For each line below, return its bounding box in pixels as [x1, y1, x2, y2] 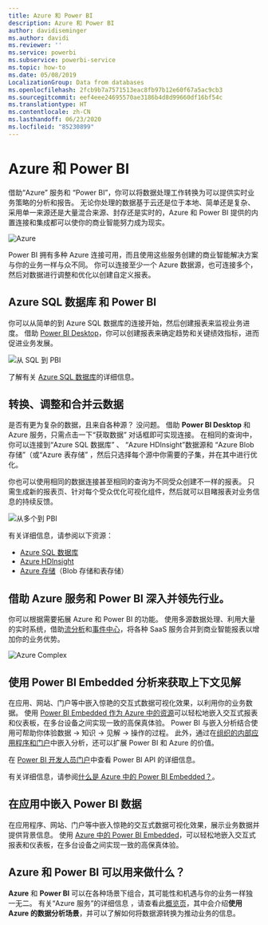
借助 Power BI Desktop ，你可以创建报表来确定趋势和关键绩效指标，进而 [23, 328, 260, 337]
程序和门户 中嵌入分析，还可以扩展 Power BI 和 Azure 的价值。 [14, 738, 219, 747]
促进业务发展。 [8, 338, 57, 348]
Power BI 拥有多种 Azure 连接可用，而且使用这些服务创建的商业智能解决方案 [8, 250, 259, 259]
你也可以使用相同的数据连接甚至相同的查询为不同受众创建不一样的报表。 [8, 477, 246, 486]
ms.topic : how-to [8, 64, 66, 72]
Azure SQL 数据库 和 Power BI [8, 296, 157, 309]
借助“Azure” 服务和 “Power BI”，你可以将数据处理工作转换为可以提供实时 [8, 187, 248, 197]
